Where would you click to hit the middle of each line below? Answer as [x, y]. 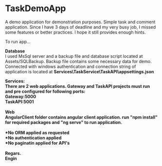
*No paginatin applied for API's [37, 143]
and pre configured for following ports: [45, 91]
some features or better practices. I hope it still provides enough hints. [75, 32]
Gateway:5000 [21, 96]
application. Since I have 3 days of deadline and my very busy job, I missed [81, 27]
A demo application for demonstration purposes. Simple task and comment [80, 22]
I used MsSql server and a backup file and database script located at [74, 56]
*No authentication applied [33, 138]
